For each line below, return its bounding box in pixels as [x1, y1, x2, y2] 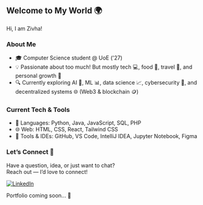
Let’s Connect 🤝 [6, 148, 54, 156]
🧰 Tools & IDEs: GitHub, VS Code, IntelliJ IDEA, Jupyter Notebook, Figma [15, 133, 198, 140]
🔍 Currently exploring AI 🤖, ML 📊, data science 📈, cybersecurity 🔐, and [15, 79, 198, 86]
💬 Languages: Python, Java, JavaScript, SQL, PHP [15, 119, 141, 127]
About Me [6, 40, 37, 48]
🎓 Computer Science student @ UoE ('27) [15, 54, 123, 61]
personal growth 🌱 [15, 72, 62, 80]
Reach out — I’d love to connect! [6, 168, 88, 175]
